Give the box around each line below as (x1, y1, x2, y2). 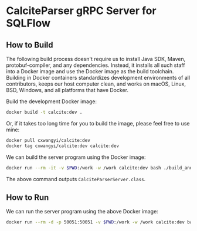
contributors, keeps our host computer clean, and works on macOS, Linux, (6, 80, 186, 87)
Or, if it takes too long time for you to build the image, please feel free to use (6, 120, 190, 127)
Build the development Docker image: (6, 98, 97, 105)
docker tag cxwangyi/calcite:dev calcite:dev (6, 142, 119, 149)
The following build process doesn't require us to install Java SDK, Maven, (6, 56, 186, 62)
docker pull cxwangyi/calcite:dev (6, 137, 91, 143)
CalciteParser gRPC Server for (6, 4, 157, 18)
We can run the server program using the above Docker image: (6, 208, 158, 215)
